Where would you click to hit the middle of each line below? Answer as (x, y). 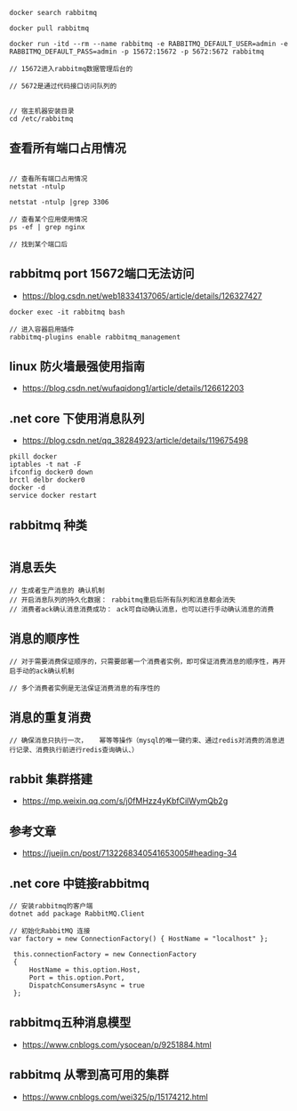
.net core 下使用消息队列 (77, 418)
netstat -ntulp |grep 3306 (59, 202)
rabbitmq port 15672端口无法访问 (102, 274)
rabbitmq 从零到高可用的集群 (89, 1075)
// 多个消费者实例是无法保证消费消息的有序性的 (85, 688)
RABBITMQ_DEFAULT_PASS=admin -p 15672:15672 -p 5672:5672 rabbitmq (137, 52)
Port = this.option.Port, (77, 978)
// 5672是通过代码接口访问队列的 (63, 86)
